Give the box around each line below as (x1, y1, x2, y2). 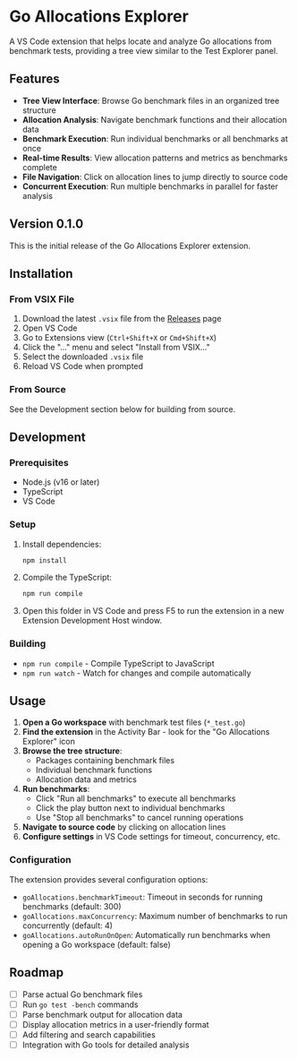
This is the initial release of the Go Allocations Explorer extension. (9, 240, 251, 251)
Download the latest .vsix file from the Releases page (21, 314, 222, 324)
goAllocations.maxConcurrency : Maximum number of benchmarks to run (21, 910, 288, 921)
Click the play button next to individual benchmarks (35, 803, 225, 814)
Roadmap (9, 965, 64, 980)
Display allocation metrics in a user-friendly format (21, 1019, 209, 1029)
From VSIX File (9, 293, 75, 306)
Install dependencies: (21, 538, 102, 549)
